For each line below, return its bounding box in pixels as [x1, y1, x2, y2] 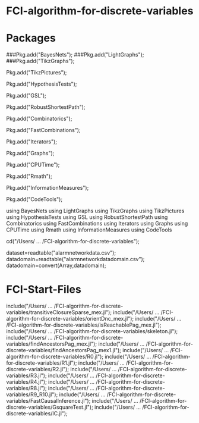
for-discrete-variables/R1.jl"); [6, 359, 77, 366]
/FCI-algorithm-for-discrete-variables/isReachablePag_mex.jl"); [6, 321, 162, 328]
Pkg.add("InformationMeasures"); [6, 184, 89, 192]
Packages [6, 32, 56, 45]
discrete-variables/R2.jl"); [6, 366, 70, 373]
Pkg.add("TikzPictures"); [6, 69, 67, 76]
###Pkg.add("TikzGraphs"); [6, 58, 75, 65]
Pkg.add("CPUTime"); [6, 161, 60, 168]
